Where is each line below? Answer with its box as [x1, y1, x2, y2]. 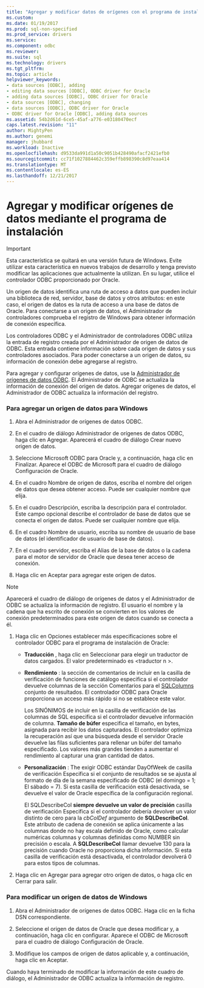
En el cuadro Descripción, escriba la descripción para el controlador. [15, 504, 187, 511]
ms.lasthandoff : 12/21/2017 [6, 173, 78, 179]
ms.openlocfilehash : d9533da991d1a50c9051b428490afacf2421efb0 [6, 150, 170, 156]
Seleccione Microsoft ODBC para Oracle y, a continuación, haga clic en [15, 454, 193, 462]
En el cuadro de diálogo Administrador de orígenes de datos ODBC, [15, 430, 184, 437]
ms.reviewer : [6, 49, 39, 55]
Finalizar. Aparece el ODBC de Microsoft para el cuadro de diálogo [15, 461, 182, 468]
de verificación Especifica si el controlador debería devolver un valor [24, 808, 197, 815]
